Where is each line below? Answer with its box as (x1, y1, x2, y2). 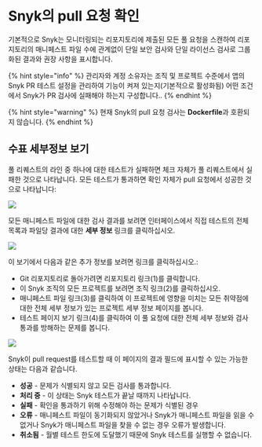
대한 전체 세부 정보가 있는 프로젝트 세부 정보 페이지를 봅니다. (19, 303, 204, 313)
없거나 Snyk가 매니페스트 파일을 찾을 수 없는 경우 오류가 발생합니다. (19, 420, 226, 429)
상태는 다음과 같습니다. (8, 364, 78, 373)
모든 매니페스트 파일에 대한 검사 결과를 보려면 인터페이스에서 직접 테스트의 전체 (8, 215, 249, 225)
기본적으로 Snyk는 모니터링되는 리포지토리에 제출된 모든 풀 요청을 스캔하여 (8, 35, 236, 44)
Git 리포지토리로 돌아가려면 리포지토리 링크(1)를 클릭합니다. (19, 273, 200, 283)
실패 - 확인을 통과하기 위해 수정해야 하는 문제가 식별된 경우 (19, 400, 198, 409)
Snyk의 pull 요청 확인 (8, 7, 140, 25)
